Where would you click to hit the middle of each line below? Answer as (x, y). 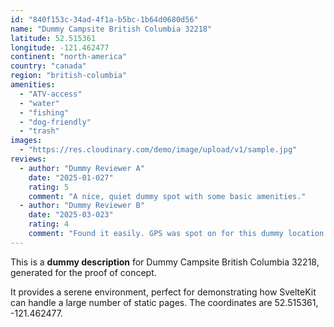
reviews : (28, 159)
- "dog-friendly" (55, 122)
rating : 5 (49, 187)
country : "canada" (48, 66)
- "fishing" (44, 112)
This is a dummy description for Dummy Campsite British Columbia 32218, (165, 262)
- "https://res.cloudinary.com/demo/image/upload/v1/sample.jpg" (158, 150)
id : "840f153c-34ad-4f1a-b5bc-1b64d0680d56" (104, 19)
